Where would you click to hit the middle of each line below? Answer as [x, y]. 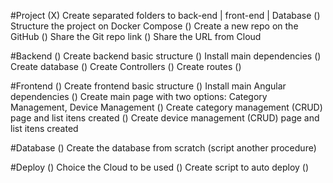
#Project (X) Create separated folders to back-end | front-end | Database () [165, 15]
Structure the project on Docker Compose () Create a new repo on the [154, 26]
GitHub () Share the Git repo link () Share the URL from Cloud [136, 36]
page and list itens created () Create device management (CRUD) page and [165, 118]
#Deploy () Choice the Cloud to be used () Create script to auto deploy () [160, 167]
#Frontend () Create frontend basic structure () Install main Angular [148, 86]
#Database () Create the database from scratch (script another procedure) [163, 148]
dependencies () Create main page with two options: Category [139, 96]
